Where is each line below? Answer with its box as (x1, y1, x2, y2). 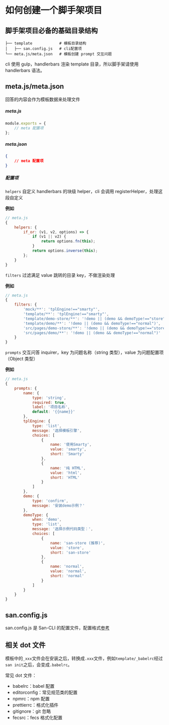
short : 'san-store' (50, 550, 92, 555)
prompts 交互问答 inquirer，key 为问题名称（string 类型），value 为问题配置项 (5, 349, 164, 355)
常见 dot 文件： (5, 672, 37, 678)
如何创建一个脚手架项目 (5, 5, 103, 16)
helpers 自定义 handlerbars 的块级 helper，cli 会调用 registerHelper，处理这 (5, 188, 163, 194)
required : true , (32, 400, 66, 405)
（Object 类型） (5, 356, 38, 362)
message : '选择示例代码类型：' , (32, 526, 93, 532)
